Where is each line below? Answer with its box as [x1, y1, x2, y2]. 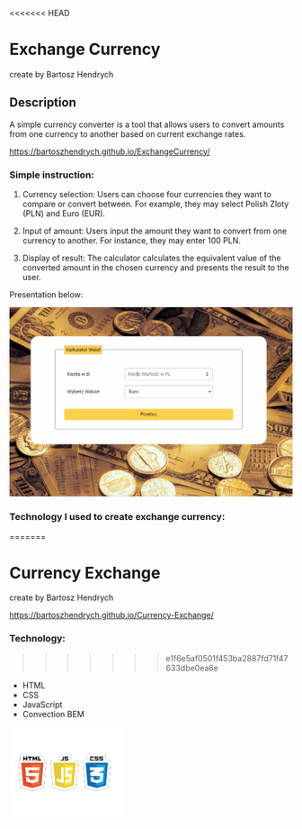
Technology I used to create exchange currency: [9, 511, 226, 524]
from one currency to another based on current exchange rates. [9, 128, 246, 139]
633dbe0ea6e [165, 662, 218, 673]
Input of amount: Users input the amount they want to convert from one [22, 225, 288, 237]
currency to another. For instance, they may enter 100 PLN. [22, 235, 241, 246]
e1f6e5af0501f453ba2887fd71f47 [165, 652, 289, 663]
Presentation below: [9, 289, 84, 300]
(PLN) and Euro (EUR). [22, 208, 106, 219]
